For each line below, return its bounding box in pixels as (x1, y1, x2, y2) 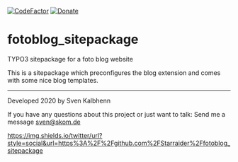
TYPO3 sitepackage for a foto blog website (7, 54, 133, 63)
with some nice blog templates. (7, 76, 99, 84)
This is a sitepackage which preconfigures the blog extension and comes (7, 68, 221, 77)
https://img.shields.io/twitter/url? (7, 131, 103, 139)
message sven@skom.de (7, 117, 81, 126)
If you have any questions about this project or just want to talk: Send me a (7, 110, 225, 118)
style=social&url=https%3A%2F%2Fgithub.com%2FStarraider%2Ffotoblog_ (7, 139, 231, 147)
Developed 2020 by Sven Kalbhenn (7, 96, 111, 105)
